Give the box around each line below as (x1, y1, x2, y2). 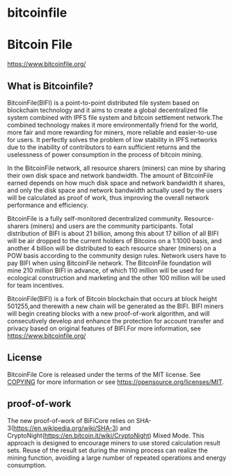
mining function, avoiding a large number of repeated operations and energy (7, 453, 227, 461)
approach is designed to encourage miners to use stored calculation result (7, 438, 220, 447)
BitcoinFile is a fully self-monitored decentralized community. (7, 214, 183, 222)
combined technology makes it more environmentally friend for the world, (7, 121, 218, 129)
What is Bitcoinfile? (7, 80, 94, 92)
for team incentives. (7, 281, 65, 289)
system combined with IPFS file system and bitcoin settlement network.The (7, 113, 223, 121)
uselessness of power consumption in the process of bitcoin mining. (7, 150, 203, 158)
